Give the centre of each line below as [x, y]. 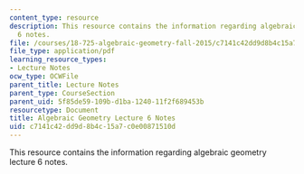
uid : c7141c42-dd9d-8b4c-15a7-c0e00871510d [93, 127]
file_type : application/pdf [62, 51]
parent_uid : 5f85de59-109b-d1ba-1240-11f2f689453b [107, 101]
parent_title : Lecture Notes [64, 85]
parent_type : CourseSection [62, 93]
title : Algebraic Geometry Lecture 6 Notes [93, 118]
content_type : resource [54, 18]
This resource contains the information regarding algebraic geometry [138, 152]
